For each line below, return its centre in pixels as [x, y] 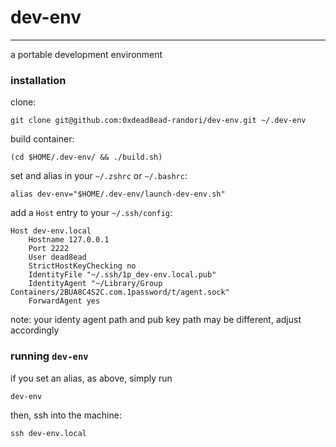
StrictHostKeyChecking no [82, 266]
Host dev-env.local [51, 231]
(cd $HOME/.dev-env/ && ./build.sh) [86, 157]
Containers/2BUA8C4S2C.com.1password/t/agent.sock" [120, 292]
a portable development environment [86, 54]
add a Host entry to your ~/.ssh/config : [91, 213]
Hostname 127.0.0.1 [69, 240]
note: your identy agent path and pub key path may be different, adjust [156, 320]
